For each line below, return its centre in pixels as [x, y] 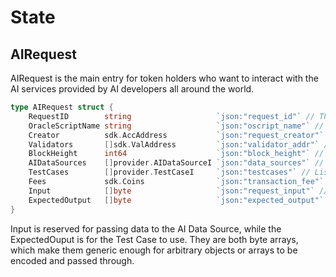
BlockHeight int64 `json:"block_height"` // [176, 154]
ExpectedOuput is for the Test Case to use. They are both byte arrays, [154, 239]
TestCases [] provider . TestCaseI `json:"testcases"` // [169, 172]
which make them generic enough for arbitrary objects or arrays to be [154, 250]
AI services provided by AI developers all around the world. [132, 89]
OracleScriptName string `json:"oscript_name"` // [176, 126]
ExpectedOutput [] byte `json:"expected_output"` [176, 200]
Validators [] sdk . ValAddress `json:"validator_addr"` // [180, 144]
